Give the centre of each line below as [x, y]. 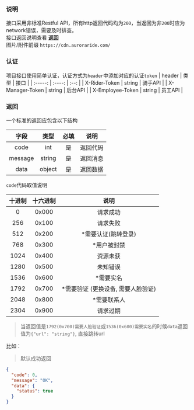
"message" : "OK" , [32, 380]
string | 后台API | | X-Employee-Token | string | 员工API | [116, 90]
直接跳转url [91, 333]
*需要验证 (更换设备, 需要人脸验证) [109, 289]
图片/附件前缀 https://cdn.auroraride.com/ [58, 45]
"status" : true [35, 391]
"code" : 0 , [24, 375]
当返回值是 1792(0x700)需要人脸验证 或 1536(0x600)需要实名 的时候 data [99, 326]
